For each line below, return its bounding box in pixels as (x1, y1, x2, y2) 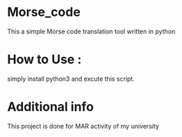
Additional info (7, 99, 94, 115)
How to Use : (7, 51, 82, 67)
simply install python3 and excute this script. (7, 74, 135, 83)
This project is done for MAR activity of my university (7, 122, 160, 130)
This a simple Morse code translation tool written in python (7, 27, 176, 35)
